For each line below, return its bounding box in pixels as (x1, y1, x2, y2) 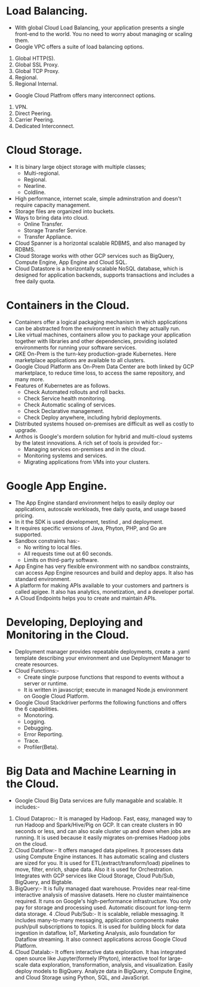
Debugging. (23, 724, 53, 731)
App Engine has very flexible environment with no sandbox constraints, (14, 563, 190, 570)
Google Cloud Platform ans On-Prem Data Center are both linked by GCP (14, 363, 194, 370)
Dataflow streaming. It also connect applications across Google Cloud (14, 936, 187, 943)
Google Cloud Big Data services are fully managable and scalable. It (14, 797, 182, 804)
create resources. (14, 660, 59, 668)
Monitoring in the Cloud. (6, 628, 130, 642)
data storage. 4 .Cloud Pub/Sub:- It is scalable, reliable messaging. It (14, 910, 184, 917)
